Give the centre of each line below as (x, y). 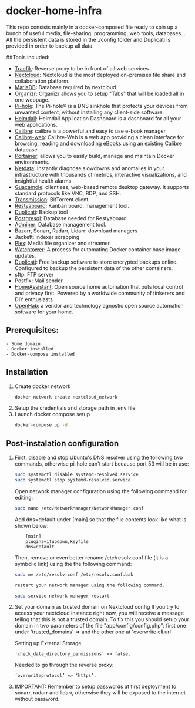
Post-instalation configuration (63, 444)
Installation (27, 372)
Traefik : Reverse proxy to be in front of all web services (82, 68)
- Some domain (23, 344)
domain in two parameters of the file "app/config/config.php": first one (100, 626)
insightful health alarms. (44, 181)
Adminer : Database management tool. (60, 224)
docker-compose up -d (41, 425)
